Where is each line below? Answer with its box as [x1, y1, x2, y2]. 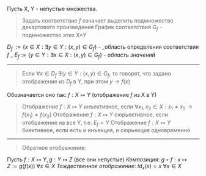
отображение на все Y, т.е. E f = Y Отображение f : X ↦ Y [21, 119, 171, 127]
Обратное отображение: [21, 144, 86, 152]
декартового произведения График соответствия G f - [21, 24, 163, 32]
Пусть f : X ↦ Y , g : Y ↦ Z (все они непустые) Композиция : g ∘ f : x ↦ [7, 156, 187, 163]
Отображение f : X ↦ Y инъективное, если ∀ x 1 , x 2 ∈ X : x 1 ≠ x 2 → [21, 103, 193, 111]
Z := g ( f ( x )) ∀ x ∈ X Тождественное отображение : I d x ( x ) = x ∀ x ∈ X [7, 163, 182, 171]
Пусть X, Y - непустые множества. [7, 5, 97, 12]
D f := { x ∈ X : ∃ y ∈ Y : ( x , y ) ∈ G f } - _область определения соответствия [7, 43, 199, 52]
